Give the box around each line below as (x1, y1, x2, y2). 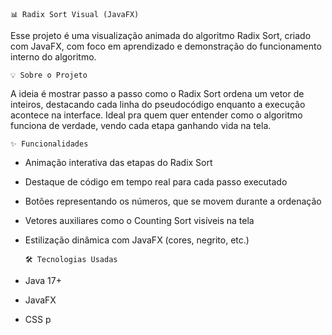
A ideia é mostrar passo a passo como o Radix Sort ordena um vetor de (10, 88, 305, 99)
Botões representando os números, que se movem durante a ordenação (24, 195, 322, 207)
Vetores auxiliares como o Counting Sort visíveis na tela (24, 215, 255, 226)
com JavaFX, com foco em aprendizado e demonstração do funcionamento (10, 40, 322, 52)
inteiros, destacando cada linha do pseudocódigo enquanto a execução (10, 99, 306, 110)
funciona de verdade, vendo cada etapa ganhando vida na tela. (10, 120, 272, 131)
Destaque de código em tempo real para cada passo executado (24, 176, 288, 188)
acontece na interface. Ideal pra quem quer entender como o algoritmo (10, 109, 303, 121)
